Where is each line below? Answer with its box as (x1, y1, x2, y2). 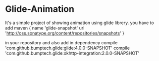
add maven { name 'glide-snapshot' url (5, 25, 85, 30)
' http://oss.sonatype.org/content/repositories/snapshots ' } (5, 30, 125, 36)
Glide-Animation (5, 3, 74, 15)
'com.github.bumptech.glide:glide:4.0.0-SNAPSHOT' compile (5, 45, 130, 51)
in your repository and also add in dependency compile (5, 39, 118, 45)
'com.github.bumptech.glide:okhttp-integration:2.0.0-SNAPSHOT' (5, 50, 140, 56)
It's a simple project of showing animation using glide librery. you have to (5, 20, 155, 26)
